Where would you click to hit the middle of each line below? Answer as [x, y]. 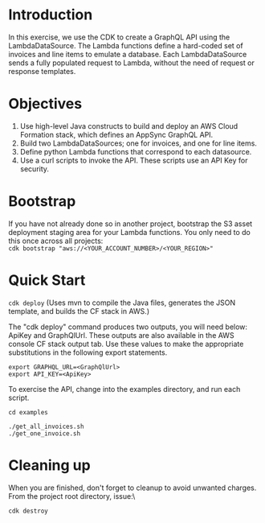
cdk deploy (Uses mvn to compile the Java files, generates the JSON [122, 303]
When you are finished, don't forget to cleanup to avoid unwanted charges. [132, 488]
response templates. [42, 71]
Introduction [51, 15]
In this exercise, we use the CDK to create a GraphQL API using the [119, 37]
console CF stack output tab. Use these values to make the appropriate [126, 344]
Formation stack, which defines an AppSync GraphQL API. [116, 134]
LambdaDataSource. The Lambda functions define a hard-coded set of [126, 45]
